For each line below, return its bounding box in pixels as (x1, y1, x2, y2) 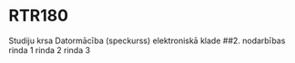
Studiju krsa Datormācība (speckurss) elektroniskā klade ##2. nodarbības (8, 35, 286, 46)
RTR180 (8, 5, 69, 26)
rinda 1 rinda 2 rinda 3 (8, 44, 91, 55)
